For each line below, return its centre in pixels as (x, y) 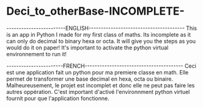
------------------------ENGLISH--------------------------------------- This (102, 28)
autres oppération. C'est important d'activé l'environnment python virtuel (98, 92)
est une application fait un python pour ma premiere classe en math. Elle (98, 72)
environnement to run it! (37, 54)
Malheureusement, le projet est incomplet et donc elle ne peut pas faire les (101, 85)
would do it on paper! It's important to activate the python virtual (87, 48)
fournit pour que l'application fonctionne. (58, 98)
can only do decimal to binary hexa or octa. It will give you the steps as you (101, 41)
